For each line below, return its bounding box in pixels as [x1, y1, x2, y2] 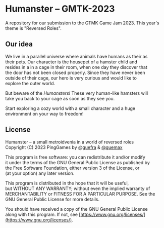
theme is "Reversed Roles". [5, 25, 62, 31]
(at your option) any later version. [5, 170, 75, 176]
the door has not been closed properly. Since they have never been [5, 69, 145, 75]
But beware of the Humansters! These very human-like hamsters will [5, 90, 148, 96]
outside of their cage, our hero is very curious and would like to [5, 74, 137, 81]
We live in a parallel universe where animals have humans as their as [5, 53, 148, 59]
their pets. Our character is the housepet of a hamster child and [5, 59, 138, 65]
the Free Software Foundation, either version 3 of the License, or [5, 165, 140, 171]
